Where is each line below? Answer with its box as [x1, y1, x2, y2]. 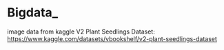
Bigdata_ [7, 5, 59, 21]
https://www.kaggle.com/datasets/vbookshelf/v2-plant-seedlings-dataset [7, 34, 217, 42]
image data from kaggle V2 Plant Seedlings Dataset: [7, 27, 155, 36]
